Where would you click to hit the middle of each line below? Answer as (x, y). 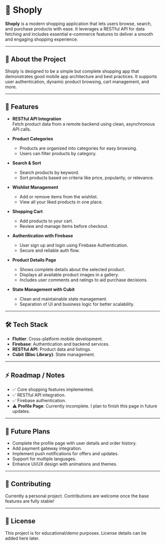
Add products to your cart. (46, 221)
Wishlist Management (35, 187)
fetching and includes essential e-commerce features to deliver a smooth (79, 34)
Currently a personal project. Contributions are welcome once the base (77, 496)
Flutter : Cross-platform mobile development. (57, 339)
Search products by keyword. (49, 172)
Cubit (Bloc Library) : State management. (54, 354)
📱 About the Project (36, 59)
